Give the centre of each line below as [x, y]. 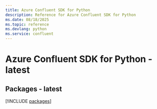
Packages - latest [34, 89]
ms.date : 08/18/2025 [27, 19]
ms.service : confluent [29, 34]
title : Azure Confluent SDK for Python [48, 10]
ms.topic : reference [27, 24]
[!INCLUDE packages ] [28, 101]
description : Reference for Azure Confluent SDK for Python [71, 15]
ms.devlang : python [26, 29]
